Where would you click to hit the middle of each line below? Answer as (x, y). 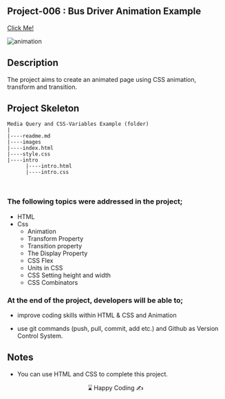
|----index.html (30, 148)
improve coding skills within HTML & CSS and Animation (97, 315)
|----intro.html (49, 166)
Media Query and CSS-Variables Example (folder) (78, 124)
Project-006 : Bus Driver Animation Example (104, 11)
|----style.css (29, 154)
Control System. (40, 336)
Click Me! (21, 28)
